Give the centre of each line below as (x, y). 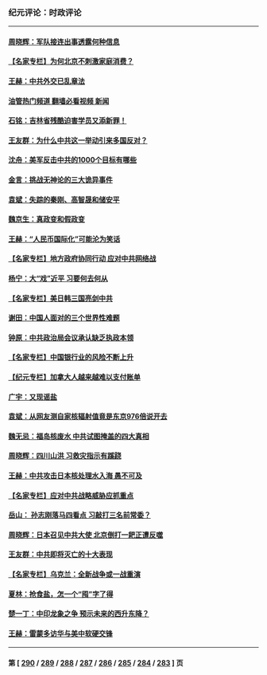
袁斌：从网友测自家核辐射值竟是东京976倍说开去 (88, 417)
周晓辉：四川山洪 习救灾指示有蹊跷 (65, 456)
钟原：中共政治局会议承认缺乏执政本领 (71, 337)
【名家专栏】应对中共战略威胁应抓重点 (71, 495)
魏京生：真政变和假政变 (46, 219)
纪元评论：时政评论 (45, 12)
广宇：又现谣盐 (33, 397)
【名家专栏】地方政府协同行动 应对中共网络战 (82, 259)
